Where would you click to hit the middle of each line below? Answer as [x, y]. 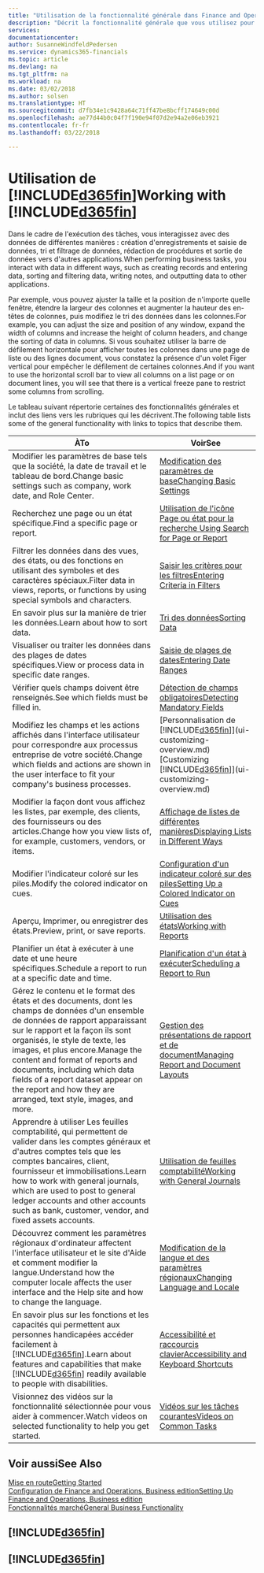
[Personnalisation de [198, 720]
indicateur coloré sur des [205, 874]
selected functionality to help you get [81, 1426]
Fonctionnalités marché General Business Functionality [96, 1508]
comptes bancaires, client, [61, 1161]
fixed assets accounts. [54, 1220]
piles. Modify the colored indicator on [80, 883]
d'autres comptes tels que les [67, 1151]
